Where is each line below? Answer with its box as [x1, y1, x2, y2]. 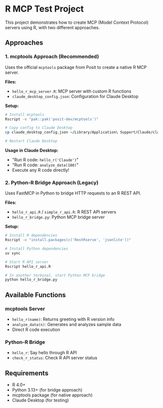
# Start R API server [5, 260, 49, 264]
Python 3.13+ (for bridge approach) [12, 387, 82, 393]
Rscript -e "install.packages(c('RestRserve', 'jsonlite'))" [5, 238, 131, 243]
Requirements [5, 369, 49, 377]
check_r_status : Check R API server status [12, 355, 98, 361]
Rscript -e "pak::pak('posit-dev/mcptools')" [5, 116, 98, 122]
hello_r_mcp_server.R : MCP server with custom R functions [12, 88, 131, 94]
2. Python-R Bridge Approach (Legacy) [5, 179, 98, 186]
